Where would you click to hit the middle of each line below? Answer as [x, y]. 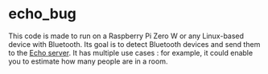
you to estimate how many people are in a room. [88, 61]
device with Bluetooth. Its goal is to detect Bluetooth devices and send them [134, 44]
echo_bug [42, 14]
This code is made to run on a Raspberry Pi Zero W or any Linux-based [126, 36]
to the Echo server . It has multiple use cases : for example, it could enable [131, 53]
